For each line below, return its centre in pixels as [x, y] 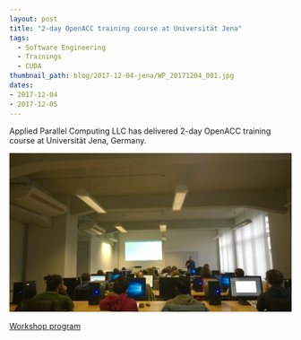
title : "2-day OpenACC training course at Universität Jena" [126, 28]
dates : [21, 85]
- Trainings [40, 57]
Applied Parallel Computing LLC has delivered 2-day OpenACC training [140, 131]
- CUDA [30, 66]
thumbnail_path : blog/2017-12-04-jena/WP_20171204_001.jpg [122, 76]
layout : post [34, 19]
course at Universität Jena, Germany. [78, 140]
